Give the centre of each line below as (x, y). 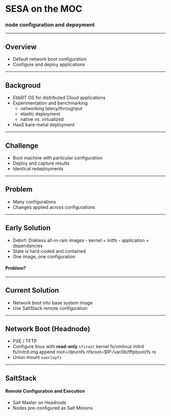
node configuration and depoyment (50, 25)
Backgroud (23, 85)
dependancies (28, 246)
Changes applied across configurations (54, 207)
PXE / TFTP (25, 341)
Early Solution (28, 228)
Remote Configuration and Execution (45, 391)
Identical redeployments (38, 168)
